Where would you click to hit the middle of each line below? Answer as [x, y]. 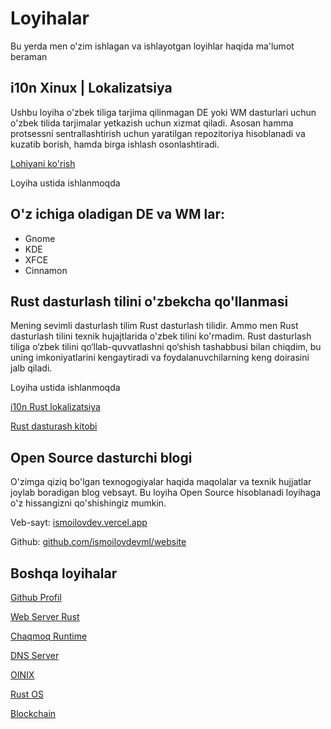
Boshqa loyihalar [64, 573]
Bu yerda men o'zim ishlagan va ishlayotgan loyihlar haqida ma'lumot [152, 46]
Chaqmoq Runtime [49, 636]
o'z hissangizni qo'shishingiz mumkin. [88, 503]
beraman [29, 56]
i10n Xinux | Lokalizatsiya [91, 88]
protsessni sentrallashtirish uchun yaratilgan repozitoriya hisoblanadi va [158, 133]
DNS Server [35, 655]
